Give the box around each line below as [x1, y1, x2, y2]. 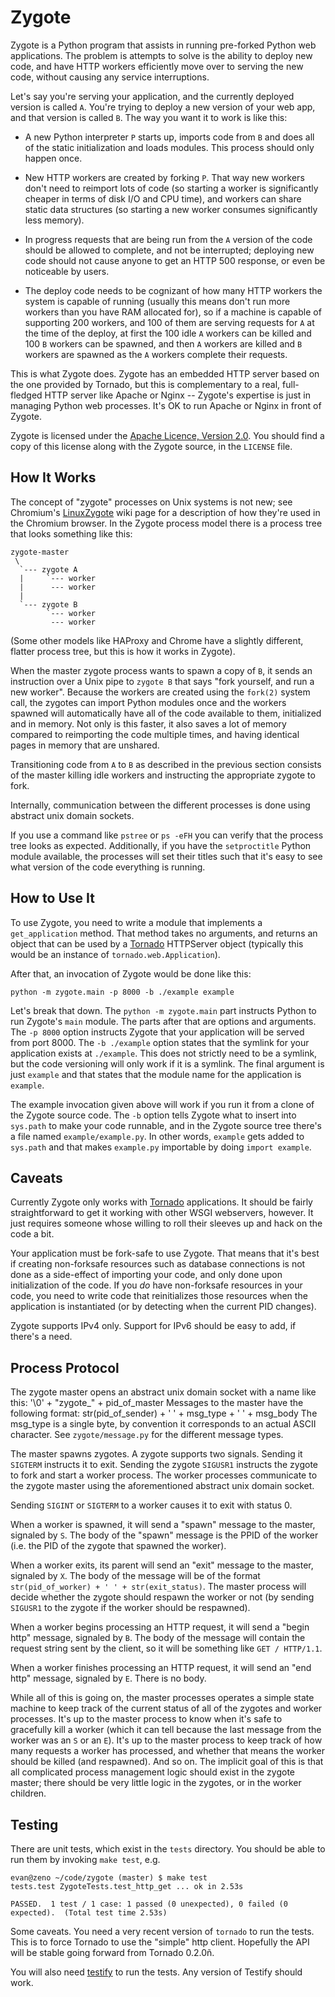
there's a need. [10, 1331, 73, 1343]
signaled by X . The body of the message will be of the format [10, 1570, 261, 1582]
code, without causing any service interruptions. [10, 71, 210, 83]
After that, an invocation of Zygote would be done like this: [10, 967, 252, 980]
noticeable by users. [24, 265, 110, 277]
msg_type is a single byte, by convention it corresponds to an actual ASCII [10, 1418, 317, 1430]
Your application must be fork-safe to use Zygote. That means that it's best [10, 1247, 320, 1260]
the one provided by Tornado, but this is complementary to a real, [10, 378, 281, 390]
